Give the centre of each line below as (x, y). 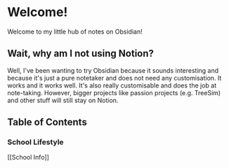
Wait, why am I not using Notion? (81, 54)
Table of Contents (47, 122)
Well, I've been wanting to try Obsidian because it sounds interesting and (113, 70)
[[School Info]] (28, 157)
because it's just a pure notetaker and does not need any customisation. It (115, 78)
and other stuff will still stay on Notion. (63, 100)
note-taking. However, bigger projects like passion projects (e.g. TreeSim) (114, 92)
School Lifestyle (36, 142)
